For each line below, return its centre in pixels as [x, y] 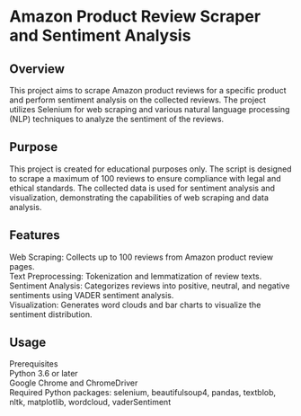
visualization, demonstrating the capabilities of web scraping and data [139, 197]
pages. [22, 266]
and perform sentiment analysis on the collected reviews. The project [138, 100]
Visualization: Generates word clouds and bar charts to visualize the [135, 305]
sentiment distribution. [51, 314]
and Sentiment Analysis [100, 35]
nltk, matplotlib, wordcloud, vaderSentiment [90, 403]
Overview [37, 69]
